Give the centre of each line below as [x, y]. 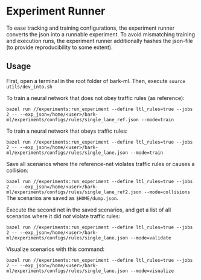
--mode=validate [151, 238]
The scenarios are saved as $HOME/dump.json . [62, 198]
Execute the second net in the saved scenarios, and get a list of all [89, 210]
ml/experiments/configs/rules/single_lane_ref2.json [74, 192]
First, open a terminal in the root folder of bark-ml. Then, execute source [96, 81]
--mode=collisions [167, 192]
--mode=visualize [152, 271]
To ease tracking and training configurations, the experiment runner [91, 28]
